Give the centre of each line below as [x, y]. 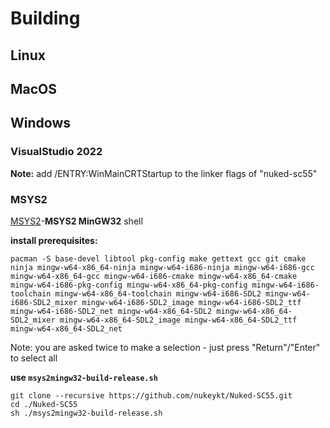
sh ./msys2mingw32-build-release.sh [86, 413]
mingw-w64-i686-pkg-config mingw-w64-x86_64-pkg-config [129, 285]
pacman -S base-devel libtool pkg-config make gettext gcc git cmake [158, 258]
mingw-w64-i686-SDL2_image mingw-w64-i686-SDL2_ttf [191, 302]
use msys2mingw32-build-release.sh [84, 377]
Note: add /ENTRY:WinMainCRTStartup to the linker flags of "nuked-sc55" [164, 173]
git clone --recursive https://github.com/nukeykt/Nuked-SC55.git [151, 395]
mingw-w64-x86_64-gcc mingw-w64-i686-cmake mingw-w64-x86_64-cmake [154, 276]
